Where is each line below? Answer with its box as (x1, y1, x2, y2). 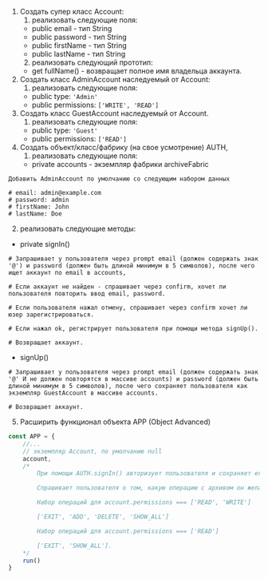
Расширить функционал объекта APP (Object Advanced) (19, 417, 211, 426)
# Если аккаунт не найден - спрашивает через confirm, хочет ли (8, 283, 227, 291)
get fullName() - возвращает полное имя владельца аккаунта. (31, 66, 242, 75)
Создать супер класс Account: (19, 7, 124, 16)
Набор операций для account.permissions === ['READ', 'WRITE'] (37, 498, 251, 506)
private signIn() (19, 240, 70, 248)
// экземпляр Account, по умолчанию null (22, 447, 162, 455)
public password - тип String (31, 32, 128, 42)
